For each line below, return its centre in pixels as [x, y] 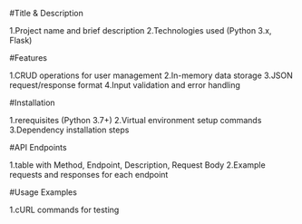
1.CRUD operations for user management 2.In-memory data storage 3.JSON [151, 75]
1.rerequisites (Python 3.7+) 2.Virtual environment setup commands [136, 120]
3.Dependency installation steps [69, 130]
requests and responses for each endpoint [89, 175]
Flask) [21, 40]
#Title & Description [46, 13]
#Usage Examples [43, 192]
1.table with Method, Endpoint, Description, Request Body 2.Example [137, 165]
